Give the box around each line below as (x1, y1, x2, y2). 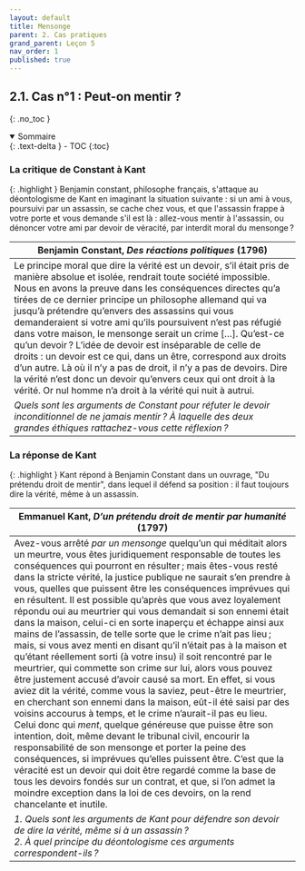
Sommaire (17, 131, 56, 142)
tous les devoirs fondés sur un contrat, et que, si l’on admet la (14, 776, 276, 788)
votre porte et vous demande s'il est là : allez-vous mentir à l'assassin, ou (9, 213, 284, 223)
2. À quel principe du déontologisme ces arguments (14, 836, 235, 848)
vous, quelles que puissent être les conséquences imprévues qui (14, 582, 290, 595)
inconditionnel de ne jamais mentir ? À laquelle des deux (14, 411, 254, 423)
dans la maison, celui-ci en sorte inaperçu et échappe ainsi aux (14, 617, 284, 629)
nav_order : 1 (9, 47, 59, 56)
